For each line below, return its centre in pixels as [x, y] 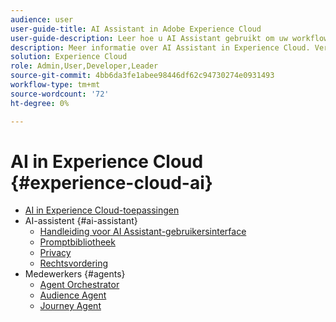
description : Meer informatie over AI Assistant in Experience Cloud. [160, 47]
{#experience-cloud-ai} [111, 182]
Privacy [55, 253]
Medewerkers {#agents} [75, 274]
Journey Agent [70, 306]
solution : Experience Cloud [69, 57]
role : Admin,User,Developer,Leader [84, 66]
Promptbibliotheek [77, 242]
